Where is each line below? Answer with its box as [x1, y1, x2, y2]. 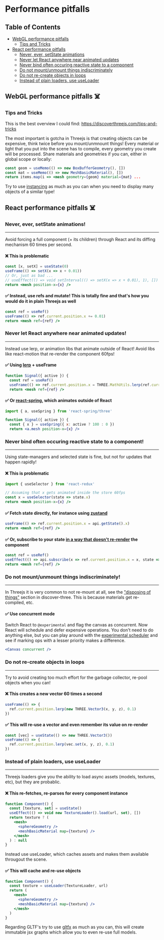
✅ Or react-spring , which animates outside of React [5, 398, 112, 403]
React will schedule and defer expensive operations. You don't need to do [5, 627, 154, 633]
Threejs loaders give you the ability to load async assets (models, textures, [5, 774, 156, 780]
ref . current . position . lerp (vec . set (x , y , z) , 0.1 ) [9, 742, 115, 747]
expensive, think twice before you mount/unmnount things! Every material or [5, 141, 159, 146]
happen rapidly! [5, 459, 37, 465]
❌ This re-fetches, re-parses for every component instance [5, 790, 128, 796]
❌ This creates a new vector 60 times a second [5, 691, 102, 697]
